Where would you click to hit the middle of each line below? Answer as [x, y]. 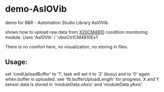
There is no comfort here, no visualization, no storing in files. [67, 46]
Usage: [16, 62]
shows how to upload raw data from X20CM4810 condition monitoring [76, 32]
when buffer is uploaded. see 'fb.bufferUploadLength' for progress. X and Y [82, 79]
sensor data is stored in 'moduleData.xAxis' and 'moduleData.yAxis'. [74, 84]
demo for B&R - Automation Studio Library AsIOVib [57, 23]
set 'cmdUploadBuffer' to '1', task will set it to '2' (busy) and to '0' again [78, 74]
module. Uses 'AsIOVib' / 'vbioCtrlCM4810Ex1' [52, 37]
